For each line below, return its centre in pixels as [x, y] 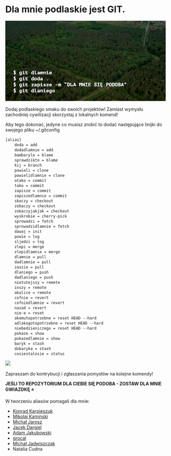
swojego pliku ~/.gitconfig [33, 130]
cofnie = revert [32, 298]
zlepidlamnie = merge [37, 252]
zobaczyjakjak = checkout [42, 211]
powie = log [27, 236]
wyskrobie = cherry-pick [41, 216]
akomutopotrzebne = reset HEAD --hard [55, 318]
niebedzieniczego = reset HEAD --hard [55, 328]
